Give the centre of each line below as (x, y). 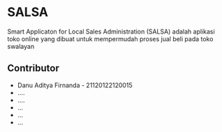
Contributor (33, 68)
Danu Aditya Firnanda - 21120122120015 (75, 85)
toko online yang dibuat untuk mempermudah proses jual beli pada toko (110, 38)
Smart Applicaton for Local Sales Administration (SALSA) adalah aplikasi (111, 31)
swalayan (21, 46)
